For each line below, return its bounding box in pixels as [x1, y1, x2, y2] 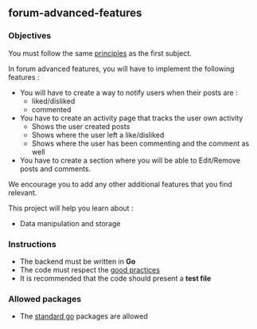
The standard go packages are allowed [19, 311, 149, 321]
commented [31, 104, 72, 114]
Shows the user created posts [31, 121, 130, 131]
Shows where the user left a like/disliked [31, 130, 165, 139]
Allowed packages [8, 293, 82, 304]
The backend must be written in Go [19, 257, 136, 266]
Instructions [8, 238, 57, 249]
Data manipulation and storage [19, 218, 121, 228]
